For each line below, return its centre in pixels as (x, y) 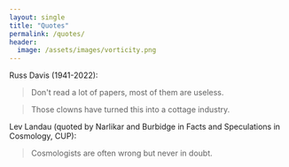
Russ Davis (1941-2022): (54, 75)
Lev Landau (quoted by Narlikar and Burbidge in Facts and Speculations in (145, 127)
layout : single (37, 17)
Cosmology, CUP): (43, 136)
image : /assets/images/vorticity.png (87, 50)
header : (23, 42)
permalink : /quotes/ (47, 34)
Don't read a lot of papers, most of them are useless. (127, 93)
